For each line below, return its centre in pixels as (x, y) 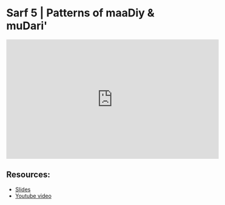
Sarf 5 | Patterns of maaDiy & (80, 13)
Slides (23, 189)
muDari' (27, 26)
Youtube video (33, 196)
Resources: (28, 175)
